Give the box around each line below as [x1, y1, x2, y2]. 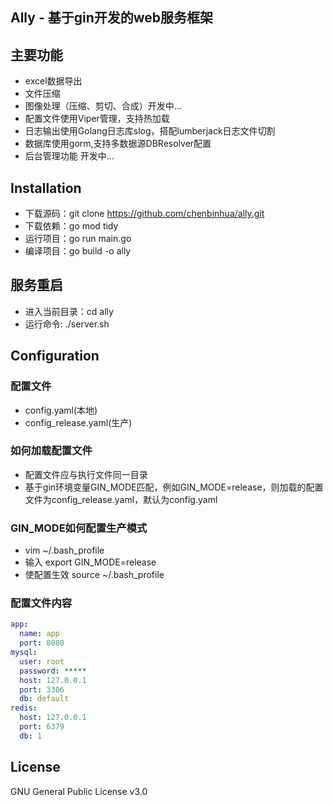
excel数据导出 [24, 75, 83, 87]
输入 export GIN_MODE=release [24, 556, 157, 568]
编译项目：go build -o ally [24, 245, 132, 257]
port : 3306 [19, 684, 65, 695]
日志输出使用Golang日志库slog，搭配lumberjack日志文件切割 [24, 125, 276, 137]
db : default [19, 694, 70, 704]
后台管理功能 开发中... [24, 150, 115, 162]
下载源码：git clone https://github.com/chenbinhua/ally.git [24, 208, 265, 220]
